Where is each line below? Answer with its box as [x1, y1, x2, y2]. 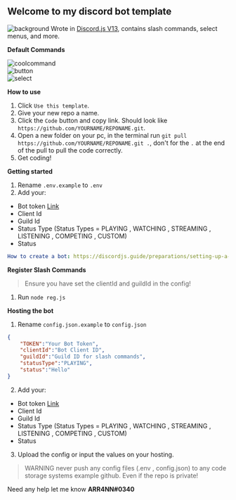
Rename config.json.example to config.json [17, 320, 147, 328]
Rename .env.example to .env [17, 181, 103, 189]
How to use [7, 87, 41, 96]
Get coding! [17, 153, 52, 162]
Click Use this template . [17, 101, 90, 110]
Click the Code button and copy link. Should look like [17, 116, 168, 124]
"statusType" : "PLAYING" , [20, 360, 93, 367]
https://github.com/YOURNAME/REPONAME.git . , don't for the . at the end [17, 139, 225, 147]
